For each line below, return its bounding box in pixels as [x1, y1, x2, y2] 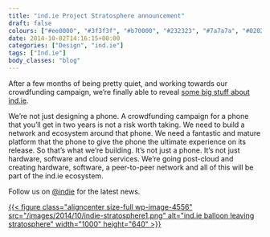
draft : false [8, 19, 52, 27]
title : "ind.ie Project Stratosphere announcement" [8, 11, 185, 20]
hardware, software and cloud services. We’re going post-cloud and [8, 153, 234, 163]
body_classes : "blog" [8, 57, 81, 65]
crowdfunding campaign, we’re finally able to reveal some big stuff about [8, 87, 251, 96]
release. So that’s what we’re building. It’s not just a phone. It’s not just [8, 145, 240, 155]
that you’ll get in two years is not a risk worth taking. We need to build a [8, 120, 245, 129]
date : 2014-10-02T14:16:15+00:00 [8, 34, 121, 43]
